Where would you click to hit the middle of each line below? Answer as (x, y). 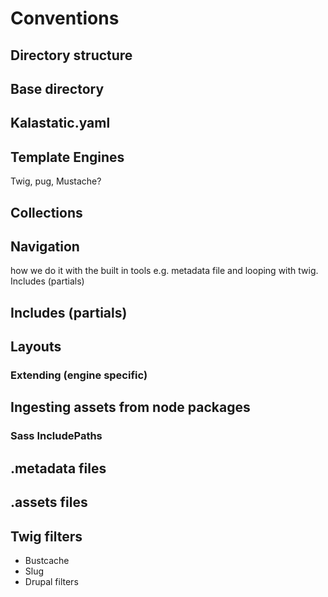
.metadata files (58, 468)
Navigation (45, 246)
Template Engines (67, 157)
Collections (46, 212)
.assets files (49, 502)
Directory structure (71, 55)
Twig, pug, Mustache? (56, 181)
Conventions (65, 18)
